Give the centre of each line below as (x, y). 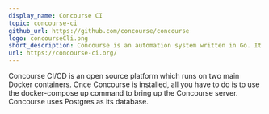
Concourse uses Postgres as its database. (79, 102)
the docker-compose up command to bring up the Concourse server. (123, 93)
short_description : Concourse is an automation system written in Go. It (135, 46)
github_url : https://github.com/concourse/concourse (99, 31)
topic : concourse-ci (43, 23)
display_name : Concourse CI (56, 16)
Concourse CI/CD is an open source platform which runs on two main (124, 76)
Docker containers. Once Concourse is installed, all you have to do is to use (134, 84)
